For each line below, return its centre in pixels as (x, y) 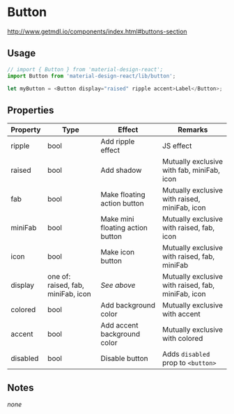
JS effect (177, 146)
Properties (31, 110)
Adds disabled (186, 354)
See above (118, 285)
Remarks (193, 130)
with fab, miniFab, (192, 170)
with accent (181, 314)
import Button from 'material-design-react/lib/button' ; (92, 76)
